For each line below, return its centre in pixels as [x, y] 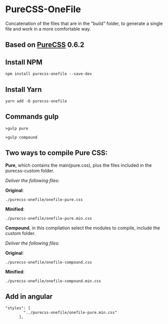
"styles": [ [18, 308]
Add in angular [29, 296]
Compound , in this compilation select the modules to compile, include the [83, 228]
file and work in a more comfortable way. [48, 28]
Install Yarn [24, 89]
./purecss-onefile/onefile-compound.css [49, 262]
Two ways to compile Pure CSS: [57, 153]
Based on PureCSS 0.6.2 [45, 45]
